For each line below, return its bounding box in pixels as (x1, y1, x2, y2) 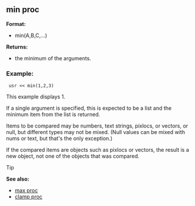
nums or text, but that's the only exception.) (6, 135, 113, 142)
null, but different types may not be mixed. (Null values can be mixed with (6, 129, 185, 136)
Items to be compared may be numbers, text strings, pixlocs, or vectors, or (6, 122, 188, 129)
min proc (6, 5, 40, 15)
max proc (14, 187, 38, 194)
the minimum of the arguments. (14, 54, 92, 61)
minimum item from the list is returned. (6, 111, 100, 118)
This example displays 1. (6, 93, 66, 100)
